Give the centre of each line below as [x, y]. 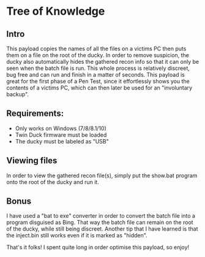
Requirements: [35, 114]
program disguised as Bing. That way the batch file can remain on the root [100, 223]
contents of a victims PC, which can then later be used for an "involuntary [99, 88]
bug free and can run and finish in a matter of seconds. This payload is [95, 75]
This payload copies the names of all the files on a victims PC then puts [96, 48]
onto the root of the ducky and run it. [53, 182]
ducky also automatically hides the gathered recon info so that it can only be [103, 62]
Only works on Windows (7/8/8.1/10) [61, 128]
